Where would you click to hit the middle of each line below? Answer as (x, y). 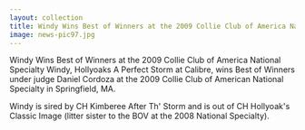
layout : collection (46, 18)
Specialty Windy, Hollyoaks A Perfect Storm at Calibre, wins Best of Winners (152, 70)
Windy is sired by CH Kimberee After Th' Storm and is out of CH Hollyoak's (150, 107)
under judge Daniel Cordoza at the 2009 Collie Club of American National (147, 79)
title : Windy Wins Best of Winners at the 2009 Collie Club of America (148, 26)
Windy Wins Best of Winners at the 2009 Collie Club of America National (145, 60)
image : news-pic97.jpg (52, 34)
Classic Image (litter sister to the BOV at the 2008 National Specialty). (139, 116)
